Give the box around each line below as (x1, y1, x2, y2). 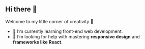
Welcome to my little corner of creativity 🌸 (5, 18, 94, 24)
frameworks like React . (12, 39, 63, 45)
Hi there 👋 (5, 5, 37, 14)
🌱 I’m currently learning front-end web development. (12, 28, 123, 34)
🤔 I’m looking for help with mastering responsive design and (12, 33, 140, 39)
